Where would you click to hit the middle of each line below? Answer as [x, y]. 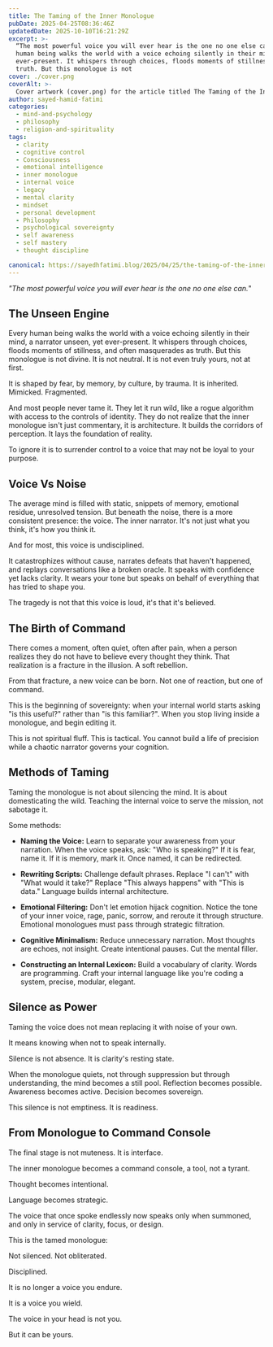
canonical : [27, 265]
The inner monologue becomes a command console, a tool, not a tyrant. [129, 1168]
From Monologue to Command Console [110, 1133]
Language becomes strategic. [58, 1200]
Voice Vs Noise [48, 484]
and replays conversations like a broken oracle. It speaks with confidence [131, 569]
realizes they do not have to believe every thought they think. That [119, 656]
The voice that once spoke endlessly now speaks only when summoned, [130, 1215]
